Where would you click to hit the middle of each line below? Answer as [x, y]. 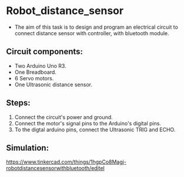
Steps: [18, 103]
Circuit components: [45, 52]
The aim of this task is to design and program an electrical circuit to [96, 27]
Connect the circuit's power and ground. [63, 117]
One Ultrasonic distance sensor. [53, 84]
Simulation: [27, 148]
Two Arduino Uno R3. [40, 66]
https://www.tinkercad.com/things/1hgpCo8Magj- [66, 162]
